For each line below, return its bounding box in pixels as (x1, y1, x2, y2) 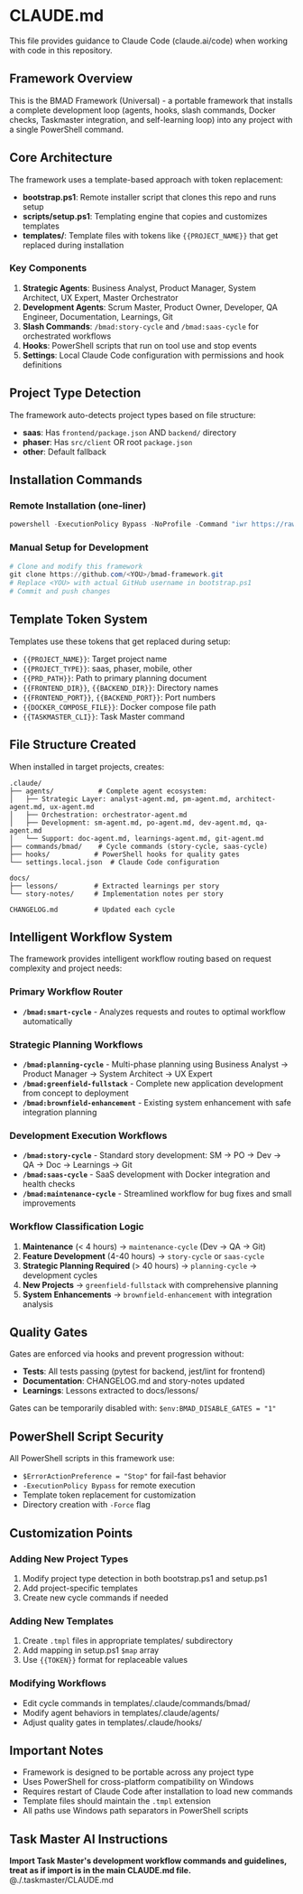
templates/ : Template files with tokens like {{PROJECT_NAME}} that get (22, 229, 279, 240)
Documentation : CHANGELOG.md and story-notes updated (22, 1376, 245, 1386)
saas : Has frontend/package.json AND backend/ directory (22, 426, 237, 438)
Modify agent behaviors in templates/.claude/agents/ (22, 1707, 219, 1718)
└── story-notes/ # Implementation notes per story (9, 889, 224, 899)
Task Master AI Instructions (9, 1831, 169, 1847)
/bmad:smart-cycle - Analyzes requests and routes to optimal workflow (22, 1006, 286, 1017)
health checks (22, 1179, 76, 1190)
